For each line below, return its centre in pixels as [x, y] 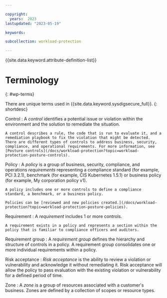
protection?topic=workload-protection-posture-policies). [67, 207]
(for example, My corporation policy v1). [46, 180]
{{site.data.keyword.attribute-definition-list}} [51, 60]
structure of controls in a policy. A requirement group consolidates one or [81, 244]
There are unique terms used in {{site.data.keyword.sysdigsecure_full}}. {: [81, 104]
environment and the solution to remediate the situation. [63, 124]
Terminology [32, 80]
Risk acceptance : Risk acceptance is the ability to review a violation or [78, 259]
